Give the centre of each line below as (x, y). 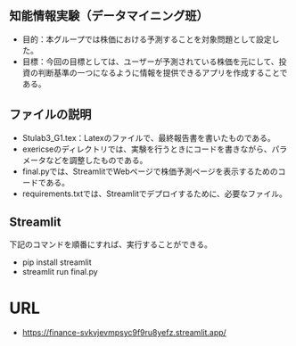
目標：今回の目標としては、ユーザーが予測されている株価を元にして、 (150, 62)
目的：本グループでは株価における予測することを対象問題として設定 (147, 39)
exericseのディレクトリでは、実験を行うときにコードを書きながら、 (147, 149)
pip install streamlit (57, 262)
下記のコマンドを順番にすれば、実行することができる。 (111, 244)
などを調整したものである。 (97, 160)
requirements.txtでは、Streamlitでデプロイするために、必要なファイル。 (155, 194)
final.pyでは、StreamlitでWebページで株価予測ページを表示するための (150, 171)
